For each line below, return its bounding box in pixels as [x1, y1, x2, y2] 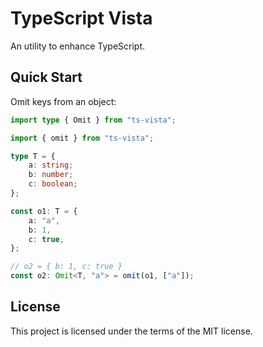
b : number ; [28, 170, 74, 180]
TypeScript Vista [10, 7, 153, 30]
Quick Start [10, 69, 83, 86]
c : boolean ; [28, 179, 78, 189]
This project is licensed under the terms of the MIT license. [10, 325, 253, 337]
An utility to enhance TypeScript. [10, 40, 146, 52]
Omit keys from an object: [10, 95, 117, 107]
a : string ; [28, 160, 74, 171]
